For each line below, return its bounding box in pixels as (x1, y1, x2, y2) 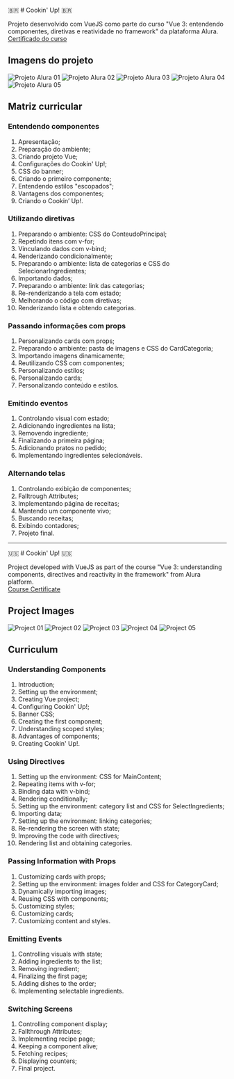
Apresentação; (17, 137, 61, 145)
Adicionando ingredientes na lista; (17, 422, 116, 430)
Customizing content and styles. (17, 916, 110, 925)
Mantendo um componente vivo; (17, 506, 112, 515)
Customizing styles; (17, 902, 75, 910)
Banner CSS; (17, 710, 55, 719)
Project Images (8, 605, 75, 617)
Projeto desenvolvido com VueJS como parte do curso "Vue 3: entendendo (8, 20, 224, 28)
